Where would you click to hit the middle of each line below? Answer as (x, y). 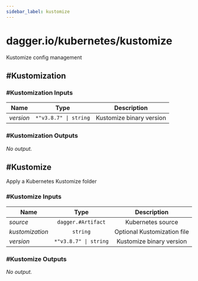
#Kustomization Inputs (40, 92)
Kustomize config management (44, 57)
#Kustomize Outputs (36, 259)
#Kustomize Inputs (34, 197)
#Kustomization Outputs (42, 135)
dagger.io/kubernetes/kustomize (89, 41)
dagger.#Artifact (82, 222)
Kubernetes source (152, 222)
